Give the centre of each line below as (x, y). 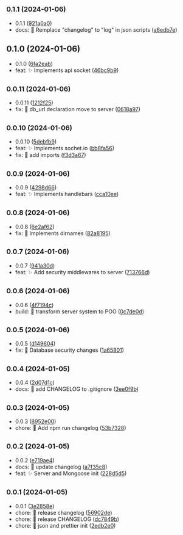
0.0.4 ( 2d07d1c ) (35, 383)
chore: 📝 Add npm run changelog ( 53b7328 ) (71, 428)
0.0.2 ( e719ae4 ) (35, 460)
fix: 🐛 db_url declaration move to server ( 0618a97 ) (78, 109)
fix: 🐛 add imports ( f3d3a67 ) (50, 155)
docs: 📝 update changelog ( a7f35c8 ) (61, 467)
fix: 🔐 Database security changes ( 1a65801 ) (70, 350)
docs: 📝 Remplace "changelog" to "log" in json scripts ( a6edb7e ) (96, 29)
